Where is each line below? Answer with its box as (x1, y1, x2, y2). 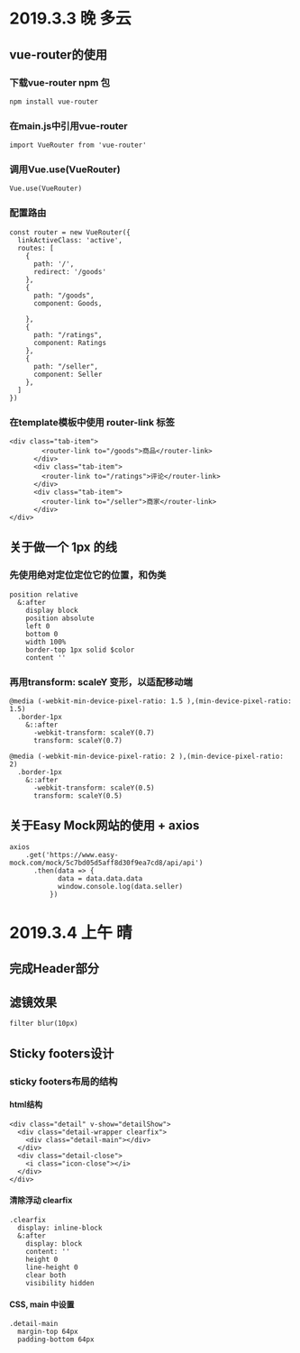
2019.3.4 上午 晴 (9, 923, 132, 943)
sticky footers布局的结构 (9, 1074, 118, 1087)
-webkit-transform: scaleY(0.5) (32, 783, 155, 793)
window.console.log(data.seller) (57, 882, 183, 891)
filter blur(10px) (9, 1019, 78, 1028)
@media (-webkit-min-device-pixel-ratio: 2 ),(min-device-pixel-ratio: (9, 752, 284, 762)
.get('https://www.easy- (25, 850, 119, 859)
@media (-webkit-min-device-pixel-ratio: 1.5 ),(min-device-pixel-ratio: (9, 697, 293, 706)
